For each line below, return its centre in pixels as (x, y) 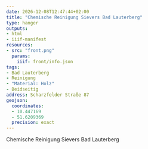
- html (14, 34)
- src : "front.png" (30, 51)
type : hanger (22, 23)
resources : (20, 45)
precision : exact (33, 123)
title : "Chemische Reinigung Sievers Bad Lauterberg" (75, 17)
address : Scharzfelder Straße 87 (48, 95)
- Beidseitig (22, 89)
